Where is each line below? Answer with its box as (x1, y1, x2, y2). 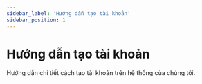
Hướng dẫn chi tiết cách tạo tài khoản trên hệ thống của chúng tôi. (6, 69, 196, 77)
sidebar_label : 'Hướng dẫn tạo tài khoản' (6, 10, 131, 17)
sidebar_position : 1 (6, 17, 66, 23)
